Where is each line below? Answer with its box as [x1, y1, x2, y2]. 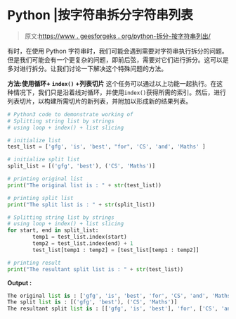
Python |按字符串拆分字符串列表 [7, 7, 193, 23]
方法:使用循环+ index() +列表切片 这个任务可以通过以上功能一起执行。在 [7, 79, 217, 87]
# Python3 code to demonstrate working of [7, 111, 133, 118]
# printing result [7, 259, 61, 266]
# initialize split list [7, 156, 80, 163]
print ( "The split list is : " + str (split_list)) [7, 201, 156, 208]
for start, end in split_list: [7, 227, 99, 234]
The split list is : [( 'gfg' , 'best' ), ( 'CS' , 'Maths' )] [7, 299, 178, 306]
